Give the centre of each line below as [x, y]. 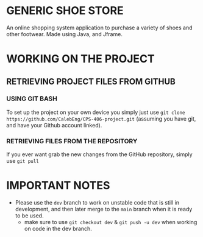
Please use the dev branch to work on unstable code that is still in [97, 203]
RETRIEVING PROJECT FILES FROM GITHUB [91, 81]
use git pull [23, 161]
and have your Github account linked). [54, 125]
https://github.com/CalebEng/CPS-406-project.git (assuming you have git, [101, 118]
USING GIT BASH [32, 99]
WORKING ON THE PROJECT [80, 59]
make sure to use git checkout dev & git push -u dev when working [111, 222]
